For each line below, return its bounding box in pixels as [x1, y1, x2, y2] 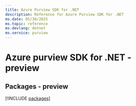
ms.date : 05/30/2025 [5, 16, 48, 21]
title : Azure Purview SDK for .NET [5, 7, 79, 12]
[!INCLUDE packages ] [5, 96, 50, 101]
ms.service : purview [5, 30, 48, 35]
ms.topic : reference [5, 21, 48, 26]
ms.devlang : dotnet [5, 26, 46, 31]
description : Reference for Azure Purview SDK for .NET [5, 12, 124, 17]
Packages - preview [5, 82, 68, 91]
